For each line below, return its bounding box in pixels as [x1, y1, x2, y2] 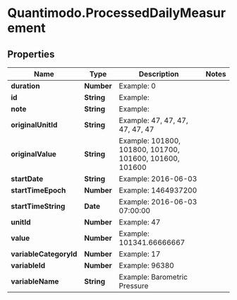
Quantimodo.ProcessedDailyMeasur [7, 5, 226, 21]
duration [11, 81, 40, 91]
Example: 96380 [119, 260, 174, 270]
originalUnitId [11, 120, 58, 129]
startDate [11, 174, 44, 183]
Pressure [119, 281, 149, 291]
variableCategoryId [11, 249, 78, 259]
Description [138, 69, 179, 79]
